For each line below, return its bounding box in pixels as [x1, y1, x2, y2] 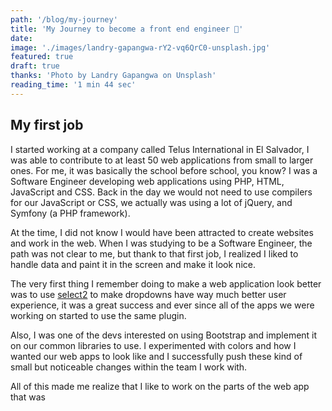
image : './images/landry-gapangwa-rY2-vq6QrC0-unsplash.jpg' [10, 42, 271, 53]
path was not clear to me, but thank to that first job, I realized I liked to [10, 247, 299, 260]
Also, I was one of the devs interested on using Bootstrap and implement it [10, 329, 318, 341]
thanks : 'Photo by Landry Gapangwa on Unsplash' [10, 71, 217, 81]
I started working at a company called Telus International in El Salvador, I [10, 143, 310, 155]
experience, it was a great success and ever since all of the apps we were [10, 299, 315, 311]
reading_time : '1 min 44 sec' [10, 80, 137, 90]
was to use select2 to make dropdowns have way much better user [10, 288, 287, 300]
